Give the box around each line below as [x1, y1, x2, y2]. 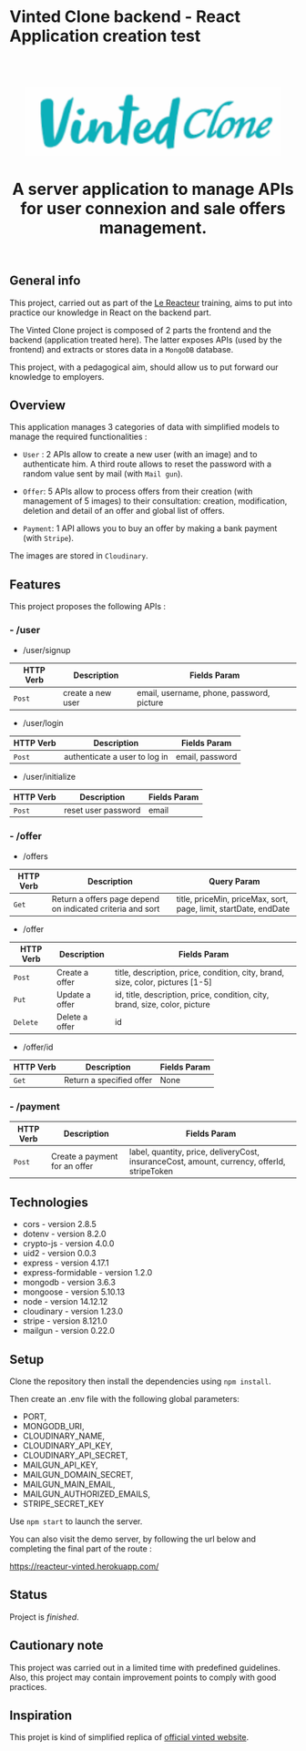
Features [9, 577, 61, 592]
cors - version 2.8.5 [22, 1219, 97, 1230]
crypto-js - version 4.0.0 [22, 1238, 115, 1249]
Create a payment [51, 1151, 118, 1162]
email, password [176, 751, 238, 762]
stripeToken [128, 1165, 174, 1176]
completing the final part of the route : [9, 1542, 152, 1554]
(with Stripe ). [22, 533, 75, 544]
